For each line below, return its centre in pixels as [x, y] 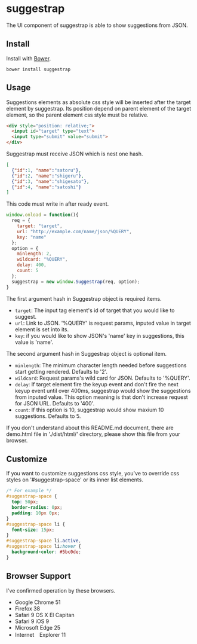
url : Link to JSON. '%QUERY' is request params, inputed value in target [103, 323]
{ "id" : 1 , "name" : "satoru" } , [47, 170]
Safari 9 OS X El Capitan [44, 615]
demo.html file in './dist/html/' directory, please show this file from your [93, 434]
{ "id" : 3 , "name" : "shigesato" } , [50, 181]
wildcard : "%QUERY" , [42, 260]
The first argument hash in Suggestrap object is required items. [84, 298]
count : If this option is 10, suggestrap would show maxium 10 [89, 410]
